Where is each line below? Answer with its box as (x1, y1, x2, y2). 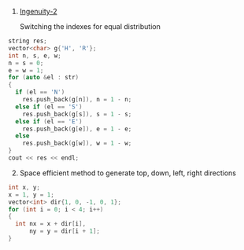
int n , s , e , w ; (8, 51, 61, 60)
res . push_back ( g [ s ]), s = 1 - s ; (22, 110, 132, 118)
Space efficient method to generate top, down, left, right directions (19, 168, 236, 178)
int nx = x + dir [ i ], (15, 220, 87, 228)
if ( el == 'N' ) (15, 88, 65, 97)
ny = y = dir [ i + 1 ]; (28, 227, 101, 235)
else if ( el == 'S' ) (15, 102, 83, 111)
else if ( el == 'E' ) (15, 117, 83, 125)
